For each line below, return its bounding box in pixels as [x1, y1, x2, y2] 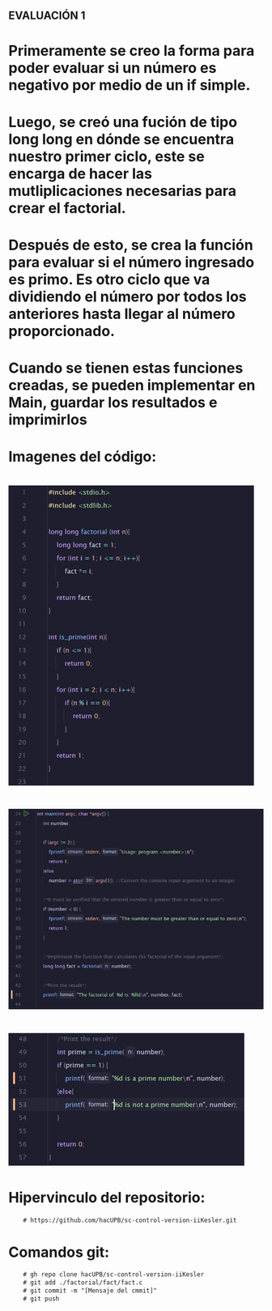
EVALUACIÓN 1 [8, 9, 86, 23]
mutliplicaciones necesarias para [8, 181, 237, 200]
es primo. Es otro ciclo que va [8, 270, 210, 288]
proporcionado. [8, 321, 116, 340]
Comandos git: [8, 1243, 110, 1261]
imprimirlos [8, 411, 87, 429]
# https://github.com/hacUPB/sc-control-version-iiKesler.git [23, 1216, 237, 1224]
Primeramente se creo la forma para [8, 41, 255, 60]
